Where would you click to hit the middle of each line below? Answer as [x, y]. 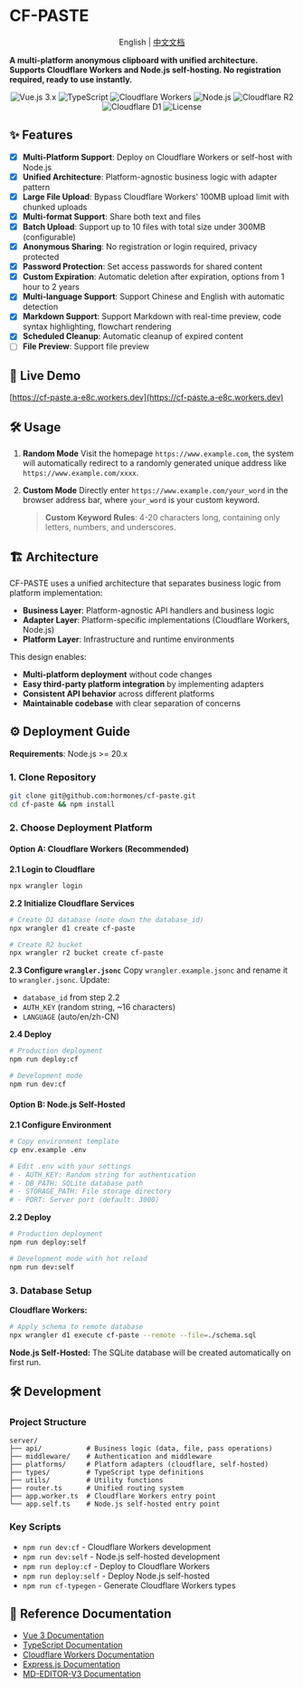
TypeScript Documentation [73, 1645]
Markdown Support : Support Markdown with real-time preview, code [152, 316]
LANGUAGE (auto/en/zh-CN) [71, 1017]
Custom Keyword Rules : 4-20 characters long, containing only [162, 518]
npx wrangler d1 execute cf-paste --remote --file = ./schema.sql [133, 1335]
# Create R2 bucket [46, 945]
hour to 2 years [51, 287]
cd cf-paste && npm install [62, 804]
